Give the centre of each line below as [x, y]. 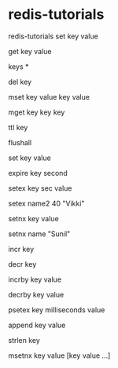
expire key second [38, 173]
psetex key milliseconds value [57, 310]
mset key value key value [49, 97]
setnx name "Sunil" [39, 234]
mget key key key [37, 112]
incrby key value [35, 279]
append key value [37, 325]
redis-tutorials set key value [53, 36]
